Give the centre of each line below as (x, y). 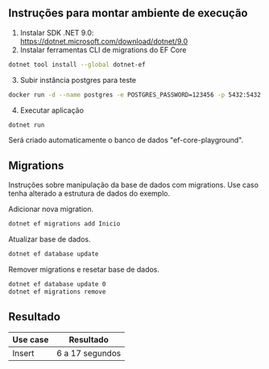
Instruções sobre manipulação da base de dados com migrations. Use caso (134, 185)
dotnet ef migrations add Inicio (64, 224)
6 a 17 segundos (89, 353)
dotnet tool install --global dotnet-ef (77, 64)
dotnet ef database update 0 (57, 284)
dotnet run (27, 125)
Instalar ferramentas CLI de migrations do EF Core (103, 50)
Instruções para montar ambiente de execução (128, 13)
